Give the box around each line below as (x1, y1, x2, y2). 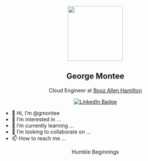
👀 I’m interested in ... (11, 115, 61, 122)
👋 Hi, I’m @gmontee (11, 109, 60, 117)
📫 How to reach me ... (11, 135, 66, 142)
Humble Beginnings (71, 148, 119, 155)
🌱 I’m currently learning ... (11, 122, 74, 129)
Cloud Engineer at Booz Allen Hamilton (49, 87, 142, 94)
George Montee (66, 71, 125, 81)
